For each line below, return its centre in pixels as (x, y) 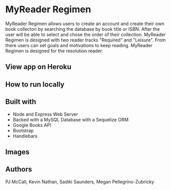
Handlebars (25, 136)
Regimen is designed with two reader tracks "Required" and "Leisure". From (85, 40)
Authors (19, 169)
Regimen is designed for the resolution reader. (54, 51)
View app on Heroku (39, 67)
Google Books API (32, 125)
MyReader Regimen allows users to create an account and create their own (85, 24)
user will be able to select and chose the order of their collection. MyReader (85, 34)
